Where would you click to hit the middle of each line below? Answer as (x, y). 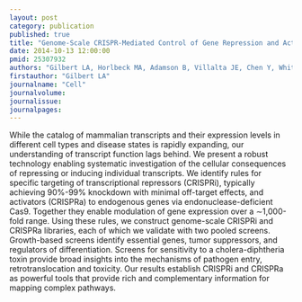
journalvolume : (38, 93)
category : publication (52, 26)
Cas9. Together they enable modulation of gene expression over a (132, 211)
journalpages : (36, 110)
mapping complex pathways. (63, 288)
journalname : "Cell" (48, 84)
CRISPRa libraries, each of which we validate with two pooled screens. (140, 231)
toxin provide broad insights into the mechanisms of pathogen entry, (136, 259)
